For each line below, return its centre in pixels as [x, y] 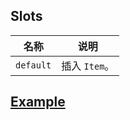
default [33, 65]
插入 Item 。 [88, 66]
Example [38, 102]
